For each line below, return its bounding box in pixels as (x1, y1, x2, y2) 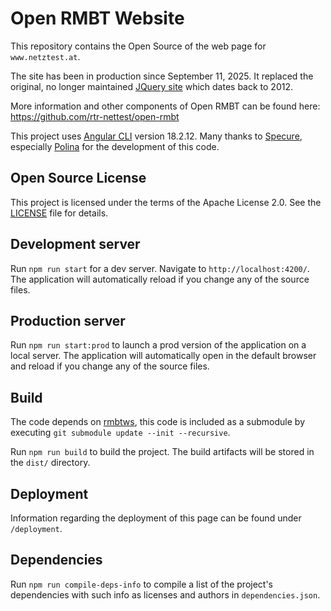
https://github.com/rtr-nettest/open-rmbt (10, 110, 180, 122)
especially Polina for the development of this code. (10, 140, 220, 152)
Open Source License (10, 170, 147, 187)
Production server (10, 312, 126, 329)
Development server (10, 236, 141, 253)
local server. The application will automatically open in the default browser (10, 350, 317, 362)
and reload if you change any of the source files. (10, 360, 210, 372)
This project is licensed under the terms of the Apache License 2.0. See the (10, 196, 322, 208)
